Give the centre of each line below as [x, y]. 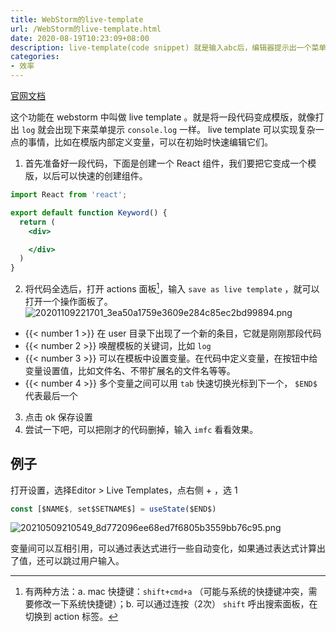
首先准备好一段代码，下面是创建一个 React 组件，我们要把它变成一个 [166, 163]
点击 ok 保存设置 [58, 417]
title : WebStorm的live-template [77, 19]
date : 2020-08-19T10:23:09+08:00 [80, 38]
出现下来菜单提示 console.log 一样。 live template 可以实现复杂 [185, 129]
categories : [35, 57]
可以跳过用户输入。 [84, 561]
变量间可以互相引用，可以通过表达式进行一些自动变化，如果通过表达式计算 [163, 548]
